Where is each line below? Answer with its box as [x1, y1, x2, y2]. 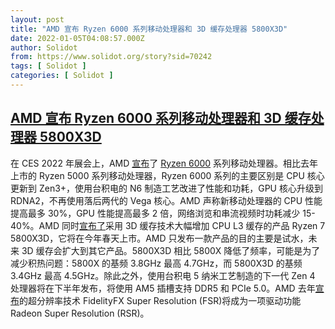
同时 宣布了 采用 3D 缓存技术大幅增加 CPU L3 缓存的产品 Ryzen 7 [61, 219, 326, 231]
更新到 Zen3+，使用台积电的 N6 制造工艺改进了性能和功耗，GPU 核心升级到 [10, 182, 323, 194]
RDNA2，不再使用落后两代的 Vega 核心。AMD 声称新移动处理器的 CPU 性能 [10, 194, 323, 206]
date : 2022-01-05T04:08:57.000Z [10, 33, 145, 43]
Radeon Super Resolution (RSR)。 [10, 307, 150, 319]
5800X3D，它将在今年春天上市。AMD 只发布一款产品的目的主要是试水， [10, 232, 309, 244]
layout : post [10, 14, 65, 25]
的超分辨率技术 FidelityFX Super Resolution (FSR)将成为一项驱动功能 [19, 294, 302, 306]
